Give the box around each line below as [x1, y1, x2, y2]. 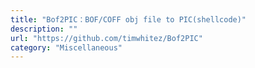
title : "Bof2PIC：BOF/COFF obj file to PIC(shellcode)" [10, 14, 247, 25]
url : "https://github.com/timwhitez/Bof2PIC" [10, 33, 203, 43]
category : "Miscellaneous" [10, 42, 123, 53]
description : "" [10, 24, 78, 34]
